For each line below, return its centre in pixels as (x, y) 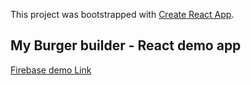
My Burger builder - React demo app (126, 45)
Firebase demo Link (51, 70)
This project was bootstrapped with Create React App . (122, 14)
